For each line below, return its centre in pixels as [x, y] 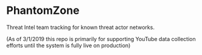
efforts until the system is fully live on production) [68, 45]
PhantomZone [43, 11]
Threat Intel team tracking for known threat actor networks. [81, 27]
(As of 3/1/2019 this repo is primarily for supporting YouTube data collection [101, 39]
